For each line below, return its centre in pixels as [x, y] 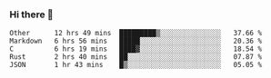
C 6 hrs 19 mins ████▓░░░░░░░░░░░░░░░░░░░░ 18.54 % [135, 49]
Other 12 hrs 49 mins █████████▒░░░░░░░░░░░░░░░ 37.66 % [135, 34]
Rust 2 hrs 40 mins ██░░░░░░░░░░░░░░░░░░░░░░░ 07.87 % [135, 57]
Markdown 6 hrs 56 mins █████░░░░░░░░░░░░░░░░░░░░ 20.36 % [135, 41]
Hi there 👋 [32, 15]
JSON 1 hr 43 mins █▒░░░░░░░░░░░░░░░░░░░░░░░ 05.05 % [135, 65]
